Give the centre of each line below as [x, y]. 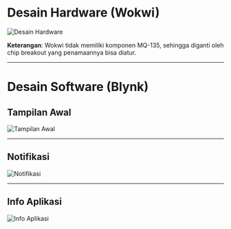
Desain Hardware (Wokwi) [84, 13]
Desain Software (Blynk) [78, 87]
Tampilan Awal [39, 112]
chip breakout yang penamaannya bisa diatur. [72, 52]
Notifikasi [29, 157]
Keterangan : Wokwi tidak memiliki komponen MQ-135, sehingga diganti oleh [115, 45]
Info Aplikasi [34, 202]
